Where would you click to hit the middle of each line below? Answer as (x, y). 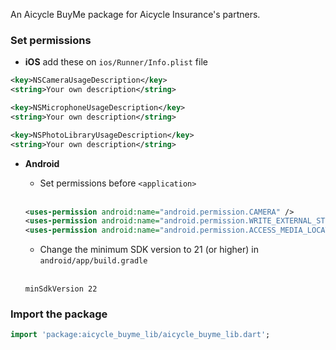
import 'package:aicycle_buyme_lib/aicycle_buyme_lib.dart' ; (140, 335)
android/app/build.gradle (93, 261)
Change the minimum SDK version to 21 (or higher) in (149, 250)
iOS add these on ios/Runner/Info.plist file (116, 62)
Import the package (59, 314)
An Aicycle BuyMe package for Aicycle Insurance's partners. (135, 14)
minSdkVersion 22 (61, 289)
